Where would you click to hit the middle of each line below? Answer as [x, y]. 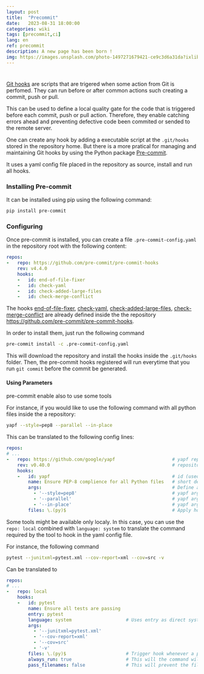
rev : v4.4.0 [32, 269]
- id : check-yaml [42, 285]
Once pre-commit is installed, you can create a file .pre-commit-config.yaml [101, 240]
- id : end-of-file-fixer [51, 280]
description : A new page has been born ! [59, 52]
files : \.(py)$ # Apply [110, 510]
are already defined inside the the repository [100, 315]
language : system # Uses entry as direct [107, 620]
